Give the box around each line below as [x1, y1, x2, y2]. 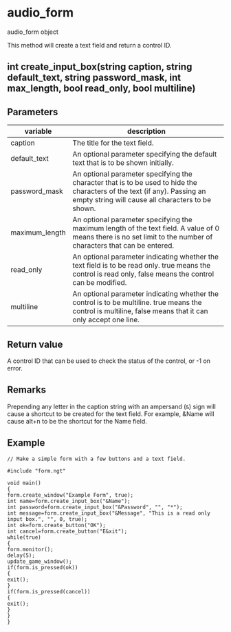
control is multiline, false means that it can [72, 306, 208, 316]
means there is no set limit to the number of [72, 233, 213, 242]
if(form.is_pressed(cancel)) [7, 588, 91, 595]
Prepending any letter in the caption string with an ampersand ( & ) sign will [7, 402, 217, 411]
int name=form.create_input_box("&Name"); [7, 497, 131, 504]
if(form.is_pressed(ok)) [7, 564, 78, 571]
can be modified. [72, 278, 127, 288]
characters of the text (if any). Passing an [72, 186, 206, 196]
